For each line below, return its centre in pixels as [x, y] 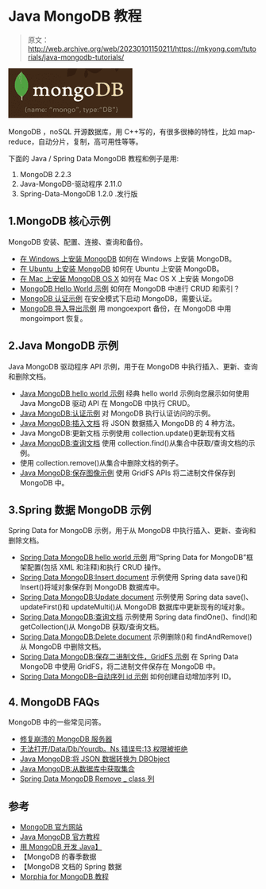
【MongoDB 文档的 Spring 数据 [71, 866]
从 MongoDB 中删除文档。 [62, 647]
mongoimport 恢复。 [53, 318]
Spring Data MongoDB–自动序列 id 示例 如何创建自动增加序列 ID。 [127, 677]
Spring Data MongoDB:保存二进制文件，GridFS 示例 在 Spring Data [129, 657]
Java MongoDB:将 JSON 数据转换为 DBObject [95, 759]
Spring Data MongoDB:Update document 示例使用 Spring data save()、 [136, 597]
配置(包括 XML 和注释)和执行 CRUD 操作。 [96, 567]
